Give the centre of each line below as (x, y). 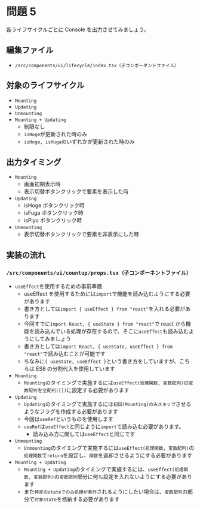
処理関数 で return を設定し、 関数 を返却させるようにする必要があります (108, 455)
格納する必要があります (91, 499)
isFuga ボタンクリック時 (53, 213)
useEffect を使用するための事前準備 (59, 286)
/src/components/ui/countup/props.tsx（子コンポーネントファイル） (99, 273)
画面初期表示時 (42, 184)
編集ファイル (30, 50)
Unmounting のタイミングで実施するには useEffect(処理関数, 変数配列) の (109, 448)
